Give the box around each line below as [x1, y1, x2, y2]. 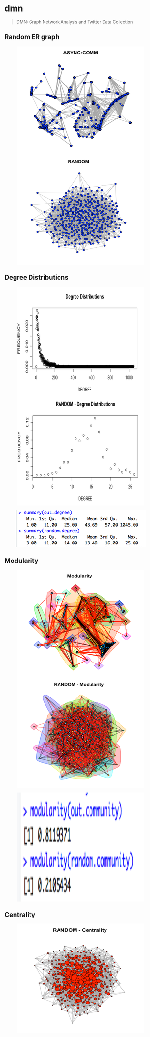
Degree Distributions [4, 273, 69, 282]
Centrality [4, 910, 36, 918]
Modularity [4, 557, 39, 565]
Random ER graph [4, 33, 60, 41]
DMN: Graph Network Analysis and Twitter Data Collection [16, 19, 133, 25]
